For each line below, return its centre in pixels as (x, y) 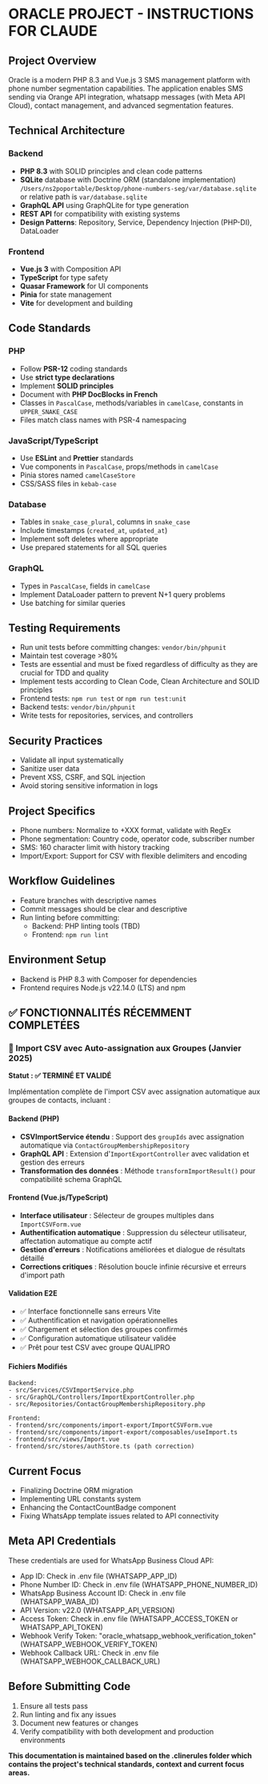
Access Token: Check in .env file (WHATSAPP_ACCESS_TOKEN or (129, 1619)
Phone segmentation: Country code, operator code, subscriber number (137, 839)
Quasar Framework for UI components (84, 286)
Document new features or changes (79, 1723)
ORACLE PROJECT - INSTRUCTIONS (131, 14)
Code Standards (50, 329)
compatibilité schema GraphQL (71, 1179)
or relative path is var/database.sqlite (84, 197)
